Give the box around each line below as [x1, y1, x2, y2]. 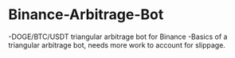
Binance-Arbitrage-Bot [8, 6, 164, 24]
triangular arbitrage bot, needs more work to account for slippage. [8, 40, 225, 49]
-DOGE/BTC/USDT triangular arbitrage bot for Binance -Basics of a [8, 32, 228, 41]
